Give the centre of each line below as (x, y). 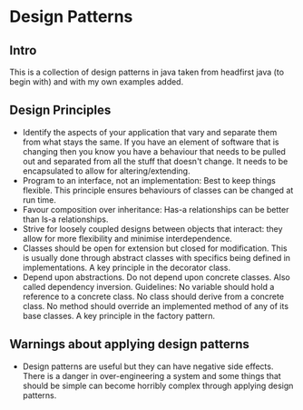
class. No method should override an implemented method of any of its (155, 305)
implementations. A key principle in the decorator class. (127, 267)
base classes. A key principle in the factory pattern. (119, 315)
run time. (39, 200)
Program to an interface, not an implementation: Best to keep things (149, 180)
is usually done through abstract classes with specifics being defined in (156, 257)
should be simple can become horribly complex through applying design (158, 385)
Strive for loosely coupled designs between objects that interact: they (152, 228)
